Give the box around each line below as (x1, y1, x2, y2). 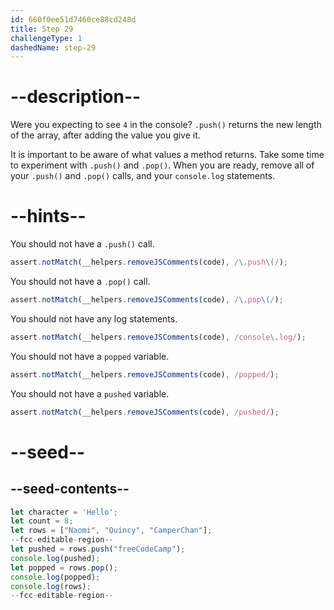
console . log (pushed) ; (10, 553, 101, 563)
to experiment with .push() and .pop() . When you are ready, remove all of (10, 159, 315, 171)
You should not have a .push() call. (10, 238, 155, 250)
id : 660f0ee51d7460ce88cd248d (10, 14, 137, 25)
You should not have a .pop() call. (10, 276, 151, 287)
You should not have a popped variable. (10, 350, 170, 362)
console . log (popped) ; (10, 572, 101, 582)
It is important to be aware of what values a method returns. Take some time (10, 149, 325, 161)
